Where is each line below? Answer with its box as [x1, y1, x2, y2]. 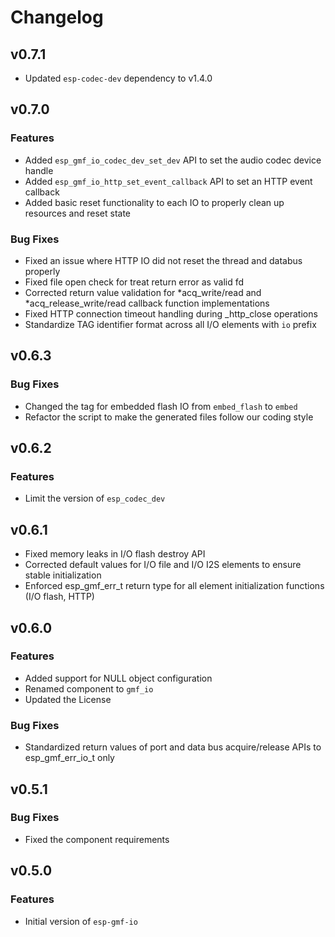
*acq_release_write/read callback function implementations [24, 297, 270, 309]
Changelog [10, 6, 104, 29]
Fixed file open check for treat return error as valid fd [24, 276, 245, 288]
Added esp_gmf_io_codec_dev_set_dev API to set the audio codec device [24, 154, 322, 166]
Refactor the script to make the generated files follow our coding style [24, 411, 314, 423]
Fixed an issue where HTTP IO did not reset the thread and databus [24, 254, 303, 266]
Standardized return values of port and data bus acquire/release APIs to [24, 741, 322, 753]
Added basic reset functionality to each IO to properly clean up [24, 196, 285, 208]
